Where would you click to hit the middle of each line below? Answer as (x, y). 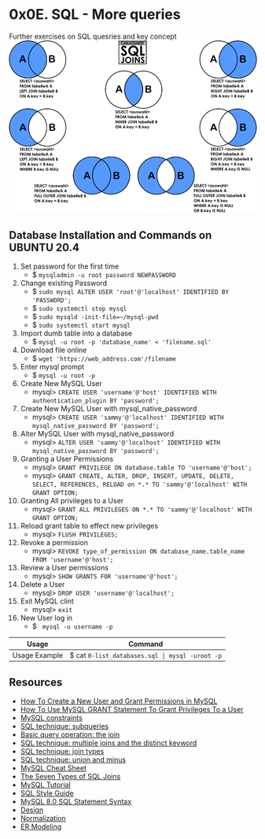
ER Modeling (41, 827)
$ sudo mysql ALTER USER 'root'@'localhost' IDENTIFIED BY (131, 291)
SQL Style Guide (47, 793)
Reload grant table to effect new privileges (89, 526)
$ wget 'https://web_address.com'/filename (104, 358)
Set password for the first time (70, 266)
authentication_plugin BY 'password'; (96, 401)
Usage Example (38, 655)
